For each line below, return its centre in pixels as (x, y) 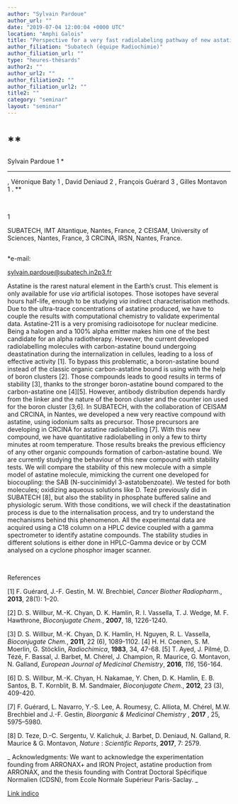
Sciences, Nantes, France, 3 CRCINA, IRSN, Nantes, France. (95, 238)
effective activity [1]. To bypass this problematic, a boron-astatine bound (113, 362)
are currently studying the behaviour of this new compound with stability (113, 460)
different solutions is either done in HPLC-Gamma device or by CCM (107, 543)
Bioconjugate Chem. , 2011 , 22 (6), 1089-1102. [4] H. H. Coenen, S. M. (109, 642)
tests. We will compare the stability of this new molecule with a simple (109, 467)
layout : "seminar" (34, 107)
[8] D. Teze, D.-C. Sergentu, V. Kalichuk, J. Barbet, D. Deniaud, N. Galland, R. (119, 736)
